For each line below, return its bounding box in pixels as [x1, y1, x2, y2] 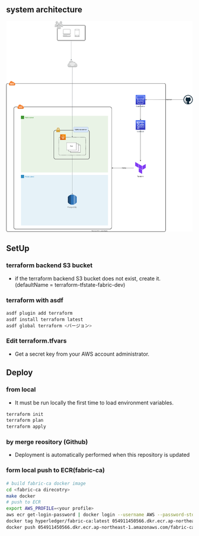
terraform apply [6, 424, 46, 430]
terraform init [6, 411, 44, 417]
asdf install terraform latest [6, 316, 84, 322]
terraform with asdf [6, 296, 63, 304]
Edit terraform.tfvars [6, 337, 67, 345]
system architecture [6, 5, 83, 15]
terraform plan [6, 418, 44, 424]
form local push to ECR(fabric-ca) [6, 466, 105, 475]
